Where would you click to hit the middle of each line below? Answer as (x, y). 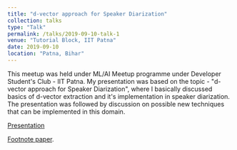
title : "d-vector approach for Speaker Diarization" (87, 14)
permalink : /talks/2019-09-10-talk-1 (64, 34)
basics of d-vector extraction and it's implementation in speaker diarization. (119, 96)
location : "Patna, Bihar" (46, 54)
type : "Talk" (27, 27)
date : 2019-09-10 (33, 47)
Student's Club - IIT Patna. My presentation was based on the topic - (109, 81)
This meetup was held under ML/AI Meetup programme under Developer (114, 74)
